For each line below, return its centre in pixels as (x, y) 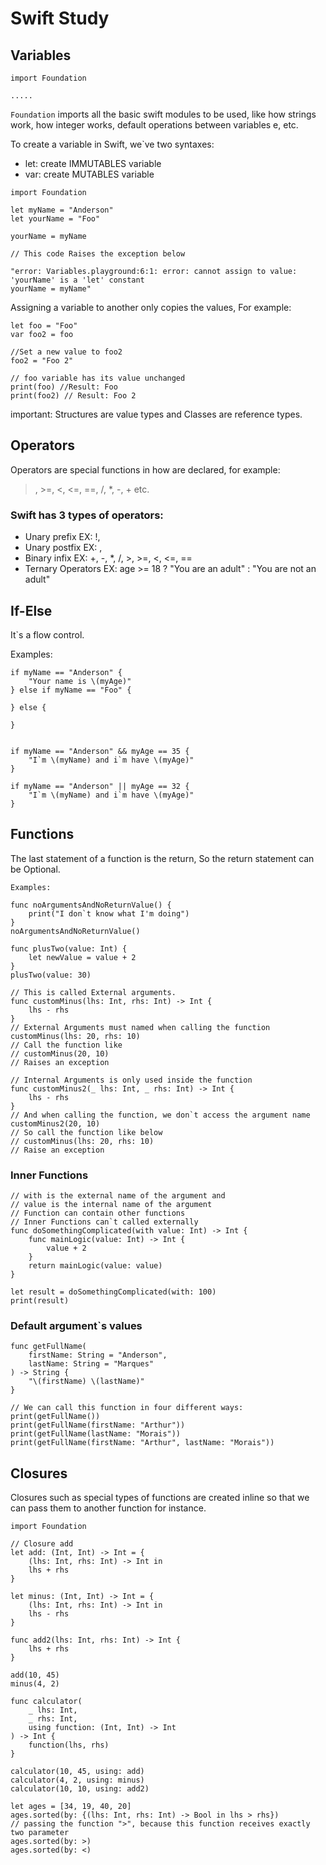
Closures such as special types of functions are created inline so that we (160, 1498)
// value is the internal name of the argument (111, 1205)
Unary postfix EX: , (63, 548)
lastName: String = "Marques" (91, 1364)
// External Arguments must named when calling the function (140, 1027)
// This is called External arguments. (93, 992)
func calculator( (46, 1702)
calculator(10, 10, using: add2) (80, 1789)
